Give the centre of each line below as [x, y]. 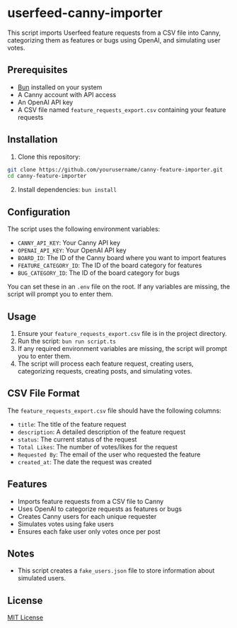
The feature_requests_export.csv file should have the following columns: [114, 410]
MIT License [25, 617]
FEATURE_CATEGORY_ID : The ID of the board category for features [110, 265]
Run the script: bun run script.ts [67, 341]
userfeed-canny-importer [85, 13]
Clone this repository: [49, 157]
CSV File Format [44, 394]
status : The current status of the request [77, 439]
